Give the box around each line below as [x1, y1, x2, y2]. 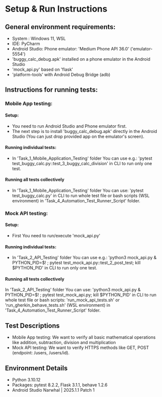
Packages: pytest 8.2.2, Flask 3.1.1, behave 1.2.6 [12, 382, 108, 388]
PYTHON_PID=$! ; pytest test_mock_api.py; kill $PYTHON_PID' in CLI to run [5, 292, 157, 298]
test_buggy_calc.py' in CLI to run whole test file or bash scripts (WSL [12, 193, 150, 198]
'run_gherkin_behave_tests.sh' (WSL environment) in [5, 302, 111, 308]
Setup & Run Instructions [5, 3, 108, 15]
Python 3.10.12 [12, 377, 41, 383]
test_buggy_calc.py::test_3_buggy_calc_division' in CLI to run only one [12, 160, 152, 166]
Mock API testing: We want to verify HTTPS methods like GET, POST [12, 345, 149, 350]
